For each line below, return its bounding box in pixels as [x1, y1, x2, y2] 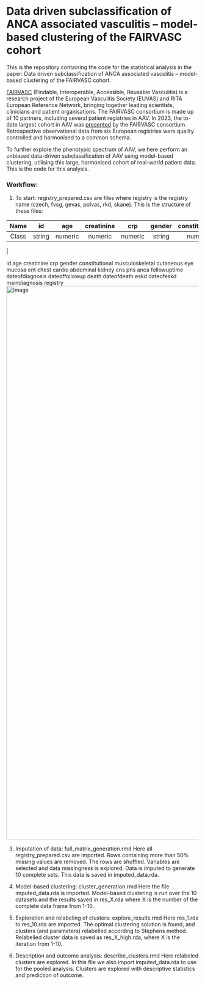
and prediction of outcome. [15, 972, 84, 979]
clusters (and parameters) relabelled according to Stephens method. [15, 928, 188, 935]
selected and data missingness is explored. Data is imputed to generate [15, 865, 195, 872]
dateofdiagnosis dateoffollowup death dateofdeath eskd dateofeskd [6, 273, 177, 280]
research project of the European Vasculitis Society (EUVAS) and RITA [6, 95, 183, 102]
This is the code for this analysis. [6, 165, 90, 172]
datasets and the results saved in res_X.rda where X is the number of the [15, 896, 198, 903]
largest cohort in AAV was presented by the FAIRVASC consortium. [18, 120, 187, 128]
